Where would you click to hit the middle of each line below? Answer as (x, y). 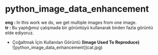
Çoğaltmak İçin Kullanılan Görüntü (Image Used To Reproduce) (76, 42)
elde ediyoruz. (20, 33)
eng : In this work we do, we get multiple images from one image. (71, 22)
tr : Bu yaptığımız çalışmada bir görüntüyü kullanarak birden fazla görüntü (79, 27)
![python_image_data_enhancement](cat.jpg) (57, 47)
